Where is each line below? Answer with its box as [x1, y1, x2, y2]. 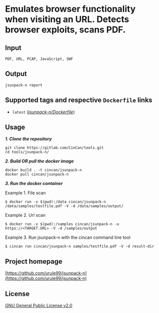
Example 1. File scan [5, 190, 46, 196]
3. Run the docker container [5, 181, 63, 187]
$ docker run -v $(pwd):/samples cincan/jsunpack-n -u [5, 222, 119, 227]
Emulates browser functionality [5, 3, 136, 15]
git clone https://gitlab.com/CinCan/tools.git [5, 146, 104, 150]
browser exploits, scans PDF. [5, 24, 126, 35]
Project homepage [5, 257, 63, 266]
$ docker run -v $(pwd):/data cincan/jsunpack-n [5, 199, 106, 205]
